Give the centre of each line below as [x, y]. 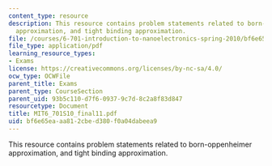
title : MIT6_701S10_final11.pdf [63, 114]
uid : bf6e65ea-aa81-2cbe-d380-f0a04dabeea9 [83, 121]
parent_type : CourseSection [56, 91]
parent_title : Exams [43, 83]
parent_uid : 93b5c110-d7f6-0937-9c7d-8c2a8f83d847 [96, 99]
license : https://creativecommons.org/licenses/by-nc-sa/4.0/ [115, 69]
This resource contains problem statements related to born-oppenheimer [130, 144]
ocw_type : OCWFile [39, 76]
